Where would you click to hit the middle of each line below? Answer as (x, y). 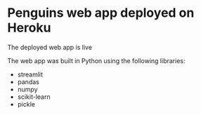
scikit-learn (34, 97)
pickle (26, 104)
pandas (28, 81)
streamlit (30, 74)
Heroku (29, 28)
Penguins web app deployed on (101, 13)
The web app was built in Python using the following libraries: (96, 60)
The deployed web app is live (50, 47)
